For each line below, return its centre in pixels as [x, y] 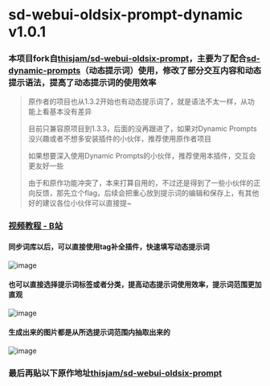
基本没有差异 [71, 112]
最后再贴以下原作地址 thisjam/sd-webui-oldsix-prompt [115, 373]
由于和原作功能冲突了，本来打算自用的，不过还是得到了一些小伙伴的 [141, 183]
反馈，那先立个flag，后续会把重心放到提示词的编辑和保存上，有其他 [147, 193]
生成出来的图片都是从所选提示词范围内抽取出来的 [89, 332]
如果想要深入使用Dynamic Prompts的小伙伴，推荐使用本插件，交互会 [142, 156]
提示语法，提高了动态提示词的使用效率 [82, 83]
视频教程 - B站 [36, 226]
